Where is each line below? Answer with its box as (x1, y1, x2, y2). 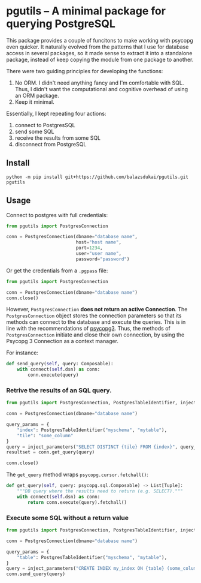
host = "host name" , (75, 239, 121, 245)
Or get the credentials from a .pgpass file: (6, 267, 108, 274)
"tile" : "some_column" (17, 432, 74, 438)
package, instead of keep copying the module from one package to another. (6, 56, 194, 63)
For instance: (6, 349, 39, 356)
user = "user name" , (75, 251, 121, 257)
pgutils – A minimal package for (6, 4, 166, 18)
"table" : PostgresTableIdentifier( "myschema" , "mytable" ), (17, 554, 167, 560)
